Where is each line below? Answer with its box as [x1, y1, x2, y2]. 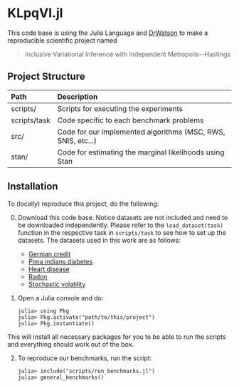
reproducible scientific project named [7, 36, 117, 44]
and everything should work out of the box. [7, 340, 134, 348]
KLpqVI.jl [7, 5, 63, 21]
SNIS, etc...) [57, 135, 97, 145]
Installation [7, 180, 58, 193]
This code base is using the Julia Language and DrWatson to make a [7, 28, 208, 37]
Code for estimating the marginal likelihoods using [57, 147, 225, 157]
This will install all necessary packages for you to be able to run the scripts [7, 332, 226, 341]
